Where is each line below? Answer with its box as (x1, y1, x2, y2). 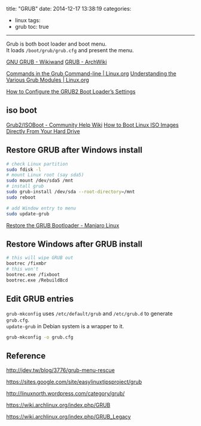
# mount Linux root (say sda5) (6, 172, 84, 178)
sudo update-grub (6, 211, 50, 217)
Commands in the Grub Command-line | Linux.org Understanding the (6, 70, 176, 77)
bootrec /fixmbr (6, 260, 47, 266)
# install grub (6, 183, 44, 190)
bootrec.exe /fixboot (6, 271, 60, 278)
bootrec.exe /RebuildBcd (6, 277, 68, 283)
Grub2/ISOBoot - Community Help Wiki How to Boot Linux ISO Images (6, 121, 179, 128)
